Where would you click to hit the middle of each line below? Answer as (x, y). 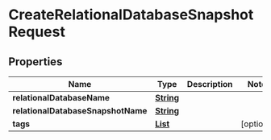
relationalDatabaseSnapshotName (80, 111)
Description (210, 84)
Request (37, 32)
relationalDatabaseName (61, 98)
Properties (35, 62)
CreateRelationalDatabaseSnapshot (131, 15)
